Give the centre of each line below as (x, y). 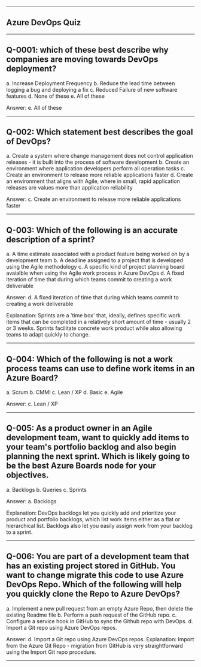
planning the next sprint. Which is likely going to (98, 456)
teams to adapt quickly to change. (48, 335)
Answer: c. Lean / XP (32, 404)
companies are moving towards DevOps (82, 60)
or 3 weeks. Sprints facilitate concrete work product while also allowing (94, 328)
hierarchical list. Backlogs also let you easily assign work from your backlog (100, 525)
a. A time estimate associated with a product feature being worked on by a (98, 254)
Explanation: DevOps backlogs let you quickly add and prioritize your (91, 513)
